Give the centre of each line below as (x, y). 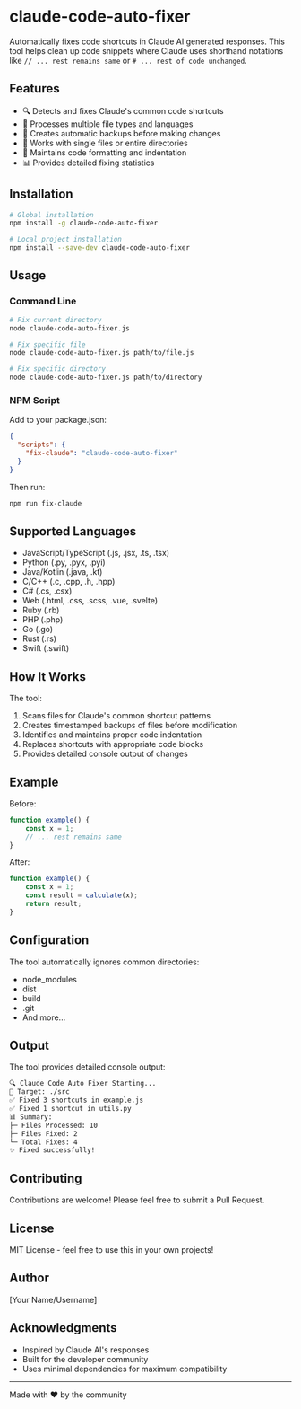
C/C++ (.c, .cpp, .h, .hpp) (69, 582)
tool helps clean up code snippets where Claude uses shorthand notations (146, 50)
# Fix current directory (56, 320)
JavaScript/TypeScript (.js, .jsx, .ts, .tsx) (96, 553)
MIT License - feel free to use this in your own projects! (112, 1249)
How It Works (48, 677)
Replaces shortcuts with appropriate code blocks (113, 744)
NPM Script (34, 400)
